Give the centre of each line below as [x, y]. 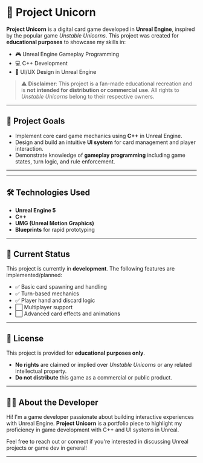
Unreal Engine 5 [35, 210]
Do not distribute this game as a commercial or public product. [93, 378]
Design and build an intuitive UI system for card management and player [105, 142]
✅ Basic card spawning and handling [61, 287]
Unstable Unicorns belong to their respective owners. [88, 96]
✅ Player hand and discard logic [55, 300]
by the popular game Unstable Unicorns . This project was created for [93, 35]
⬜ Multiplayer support [44, 307]
